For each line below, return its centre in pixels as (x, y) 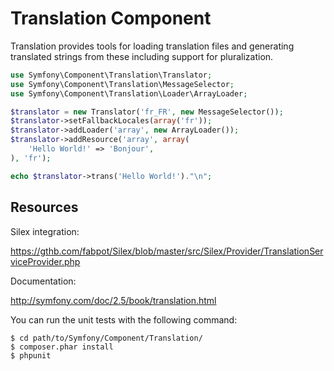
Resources (44, 207)
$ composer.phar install (62, 347)
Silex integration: (45, 231)
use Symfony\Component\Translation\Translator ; (111, 75)
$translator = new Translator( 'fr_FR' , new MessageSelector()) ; (147, 112)
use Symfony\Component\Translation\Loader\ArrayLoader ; (129, 93)
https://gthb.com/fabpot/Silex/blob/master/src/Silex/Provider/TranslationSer (167, 251)
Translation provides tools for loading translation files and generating (152, 46)
